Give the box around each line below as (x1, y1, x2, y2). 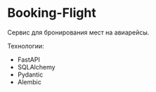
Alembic (17, 77, 42, 86)
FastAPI (17, 55, 40, 64)
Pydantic (17, 70, 44, 79)
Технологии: (7, 41, 44, 50)
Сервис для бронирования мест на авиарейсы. (7, 28, 150, 37)
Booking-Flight (7, 5, 96, 21)
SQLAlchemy (17, 63, 56, 71)
